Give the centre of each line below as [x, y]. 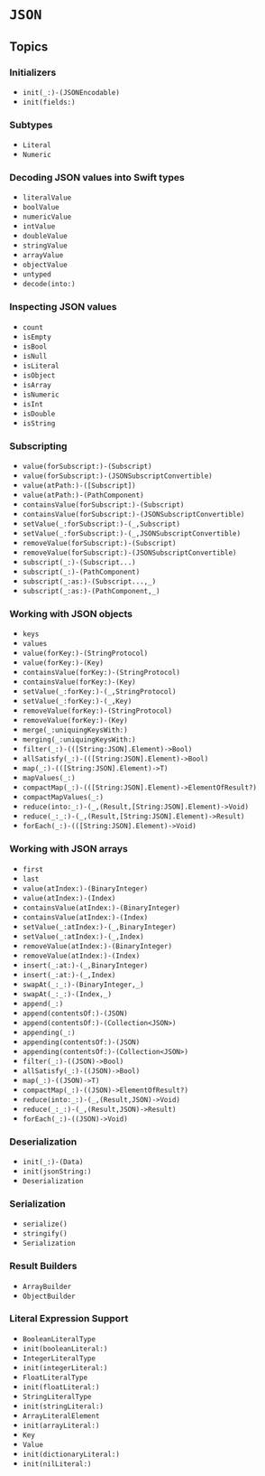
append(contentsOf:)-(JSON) [75, 1014]
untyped [37, 275]
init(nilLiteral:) [57, 1464]
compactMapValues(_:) [63, 798]
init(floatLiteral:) [61, 1387]
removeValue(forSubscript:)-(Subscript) [99, 544]
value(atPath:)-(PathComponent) [83, 495]
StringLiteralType [57, 1397]
